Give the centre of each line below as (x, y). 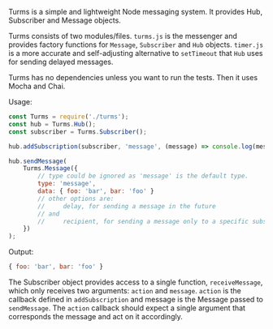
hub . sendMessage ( (38, 161)
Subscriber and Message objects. (65, 20)
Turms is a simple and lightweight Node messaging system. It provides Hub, (135, 12)
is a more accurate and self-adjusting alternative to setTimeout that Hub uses (136, 53)
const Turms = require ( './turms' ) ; (69, 117)
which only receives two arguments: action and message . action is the (125, 291)
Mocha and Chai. (37, 86)
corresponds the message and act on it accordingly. (95, 316)
